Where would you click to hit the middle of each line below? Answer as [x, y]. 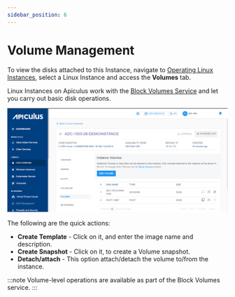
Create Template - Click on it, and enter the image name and [105, 237]
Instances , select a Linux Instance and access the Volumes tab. [99, 77]
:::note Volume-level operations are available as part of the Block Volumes [114, 280]
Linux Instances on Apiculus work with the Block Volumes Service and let [113, 90]
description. [35, 244]
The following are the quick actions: [59, 223]
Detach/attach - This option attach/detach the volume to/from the [113, 259]
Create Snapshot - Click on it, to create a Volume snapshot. [104, 251]
